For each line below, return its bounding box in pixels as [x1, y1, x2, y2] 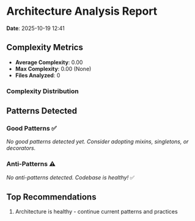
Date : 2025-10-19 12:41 [6, 24, 65, 32]
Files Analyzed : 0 [15, 72, 61, 79]
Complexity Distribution [6, 87, 79, 96]
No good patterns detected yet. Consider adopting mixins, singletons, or [6, 138, 189, 145]
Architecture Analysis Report [6, 4, 158, 18]
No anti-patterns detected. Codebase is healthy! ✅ [6, 173, 135, 181]
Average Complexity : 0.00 [15, 58, 83, 66]
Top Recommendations [6, 192, 97, 203]
